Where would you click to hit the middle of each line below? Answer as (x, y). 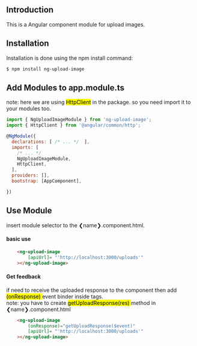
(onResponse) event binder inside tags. (55, 296)
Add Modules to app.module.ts (65, 88)
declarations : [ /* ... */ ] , (51, 142)
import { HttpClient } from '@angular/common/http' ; (74, 125)
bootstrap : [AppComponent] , (47, 181)
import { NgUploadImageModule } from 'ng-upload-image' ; (79, 120)
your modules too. (29, 109)
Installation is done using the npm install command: (70, 58)
